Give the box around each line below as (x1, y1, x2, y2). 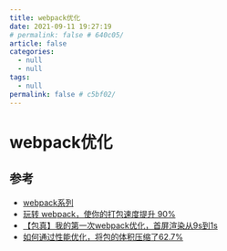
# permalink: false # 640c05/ (9, 30, 125, 39)
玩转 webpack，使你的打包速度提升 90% (22, 208, 176, 219)
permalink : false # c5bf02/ (9, 89, 117, 99)
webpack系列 (22, 197, 74, 208)
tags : (9, 73, 30, 82)
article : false (9, 38, 67, 48)
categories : (9, 47, 55, 57)
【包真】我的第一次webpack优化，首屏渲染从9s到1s (22, 220, 219, 231)
